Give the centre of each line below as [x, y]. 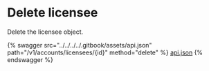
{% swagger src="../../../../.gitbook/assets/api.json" [80, 45]
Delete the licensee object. [45, 32]
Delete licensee [53, 13]
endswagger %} [30, 59]
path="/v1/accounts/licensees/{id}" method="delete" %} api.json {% [105, 52]
